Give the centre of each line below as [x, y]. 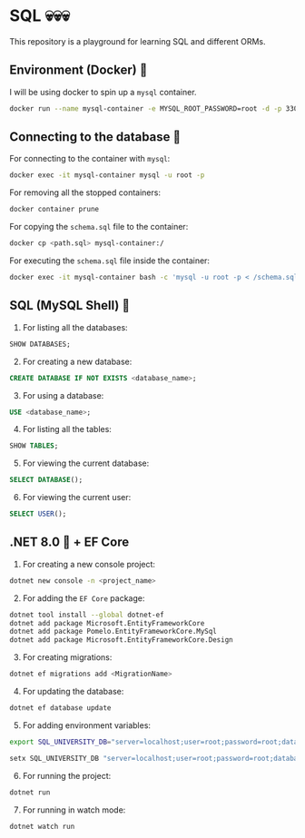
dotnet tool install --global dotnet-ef [87, 615]
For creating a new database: [77, 361]
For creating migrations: [67, 657]
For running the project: [67, 775]
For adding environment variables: [87, 725]
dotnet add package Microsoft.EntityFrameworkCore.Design [121, 640]
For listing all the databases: [75, 327]
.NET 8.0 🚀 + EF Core [69, 542]
